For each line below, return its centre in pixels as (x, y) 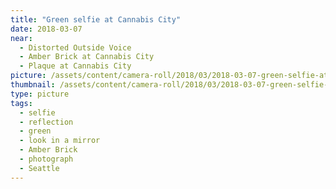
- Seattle (39, 168)
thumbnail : (33, 85)
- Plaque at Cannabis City (75, 66)
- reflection (46, 122)
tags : (21, 103)
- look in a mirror (60, 141)
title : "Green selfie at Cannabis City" (96, 19)
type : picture (40, 94)
